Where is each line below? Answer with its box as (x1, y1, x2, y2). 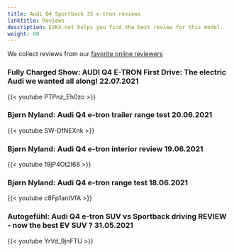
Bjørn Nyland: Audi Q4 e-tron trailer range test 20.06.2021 (7, 110, 213, 120)
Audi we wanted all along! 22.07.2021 (7, 76, 139, 86)
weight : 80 (7, 30, 40, 38)
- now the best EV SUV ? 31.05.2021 (7, 221, 133, 231)
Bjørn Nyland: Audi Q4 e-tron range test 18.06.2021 (7, 178, 189, 188)
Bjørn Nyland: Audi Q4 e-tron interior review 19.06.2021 (7, 143, 204, 153)
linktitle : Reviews (7, 17, 65, 24)
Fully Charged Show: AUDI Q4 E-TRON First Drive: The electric (7, 67, 227, 77)
